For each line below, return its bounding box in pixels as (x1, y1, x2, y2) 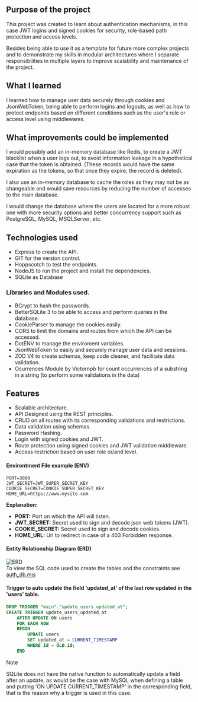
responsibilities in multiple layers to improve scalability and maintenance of (6, 57, 189, 64)
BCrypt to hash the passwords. (14, 302, 90, 309)
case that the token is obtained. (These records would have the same (6, 161, 175, 168)
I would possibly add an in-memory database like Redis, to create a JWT (6, 148, 183, 155)
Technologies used (6, 233, 78, 243)
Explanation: (6, 501, 38, 508)
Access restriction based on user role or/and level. (14, 448, 138, 456)
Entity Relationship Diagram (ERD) (6, 545, 92, 552)
